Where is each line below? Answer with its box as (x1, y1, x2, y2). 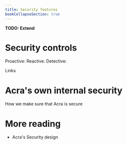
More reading (5, 118, 61, 129)
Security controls (5, 42, 77, 53)
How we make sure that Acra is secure (5, 101, 83, 107)
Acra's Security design (12, 134, 59, 140)
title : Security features (5, 7, 58, 12)
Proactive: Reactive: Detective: (5, 58, 67, 64)
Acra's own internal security (5, 85, 123, 96)
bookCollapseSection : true (5, 12, 60, 17)
